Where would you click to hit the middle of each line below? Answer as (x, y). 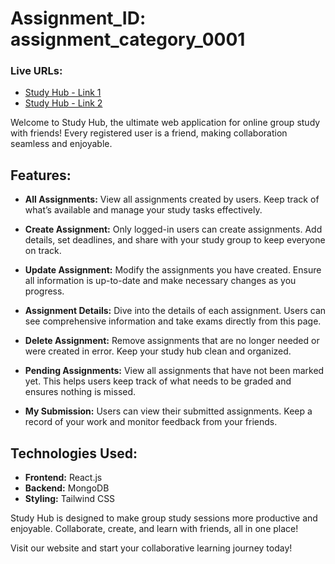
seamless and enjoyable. (61, 144)
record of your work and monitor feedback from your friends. (151, 422)
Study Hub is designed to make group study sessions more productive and (164, 518)
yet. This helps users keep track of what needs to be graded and (158, 381)
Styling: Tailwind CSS (70, 499)
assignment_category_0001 (128, 39)
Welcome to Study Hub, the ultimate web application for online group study (165, 123)
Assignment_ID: (78, 18)
